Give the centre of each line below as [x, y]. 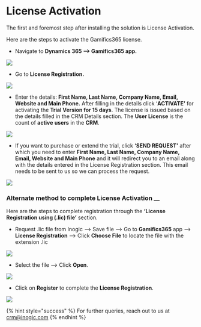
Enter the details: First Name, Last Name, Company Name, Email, [96, 97]
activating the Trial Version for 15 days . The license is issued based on [103, 110]
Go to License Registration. [49, 74]
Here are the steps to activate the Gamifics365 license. [74, 39]
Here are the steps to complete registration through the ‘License [86, 211]
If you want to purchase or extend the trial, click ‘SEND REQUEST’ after [103, 145]
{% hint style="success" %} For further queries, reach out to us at [88, 311]
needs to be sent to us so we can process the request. [82, 171]
